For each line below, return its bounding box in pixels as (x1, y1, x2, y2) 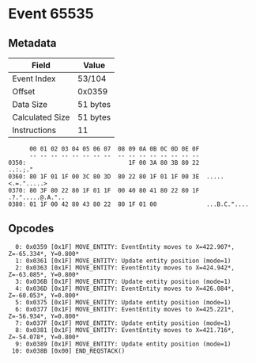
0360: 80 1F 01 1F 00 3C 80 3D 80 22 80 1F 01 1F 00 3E (8, 173, 200, 181)
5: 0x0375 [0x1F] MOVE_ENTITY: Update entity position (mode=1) (15, 298, 232, 306)
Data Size (12, 99, 48, 109)
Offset (12, 86, 36, 97)
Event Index (12, 73, 56, 84)
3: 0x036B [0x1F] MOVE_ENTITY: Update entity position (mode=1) (15, 277, 232, 285)
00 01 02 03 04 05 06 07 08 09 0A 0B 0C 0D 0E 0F (28, 145, 200, 153)
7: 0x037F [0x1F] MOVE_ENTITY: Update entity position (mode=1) (15, 319, 232, 327)
